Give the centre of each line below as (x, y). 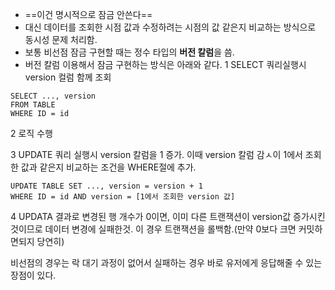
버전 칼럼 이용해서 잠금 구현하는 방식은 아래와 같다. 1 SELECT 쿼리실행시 (165, 64)
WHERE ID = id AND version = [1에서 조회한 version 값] (123, 197)
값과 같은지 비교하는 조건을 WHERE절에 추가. (108, 167)
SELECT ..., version (53, 96)
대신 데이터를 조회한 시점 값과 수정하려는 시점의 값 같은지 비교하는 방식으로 (170, 27)
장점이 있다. (33, 275)
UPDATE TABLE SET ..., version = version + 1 (106, 186)
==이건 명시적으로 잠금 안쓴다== (88, 14)
